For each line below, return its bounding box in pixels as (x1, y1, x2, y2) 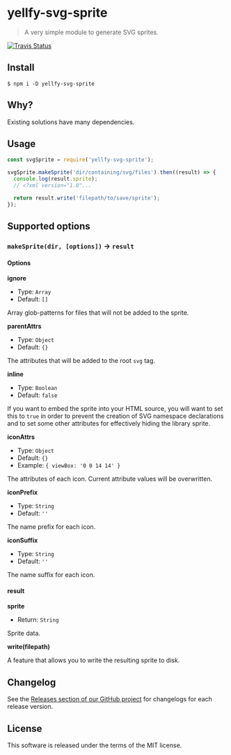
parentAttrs (7, 322, 42, 331)
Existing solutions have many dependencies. (7, 117, 135, 126)
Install (7, 61, 35, 74)
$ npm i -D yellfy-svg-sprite (7, 80, 95, 87)
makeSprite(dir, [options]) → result (7, 241, 134, 251)
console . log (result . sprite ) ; (13, 176, 98, 183)
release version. (7, 703, 54, 711)
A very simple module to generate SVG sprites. (24, 28, 159, 36)
